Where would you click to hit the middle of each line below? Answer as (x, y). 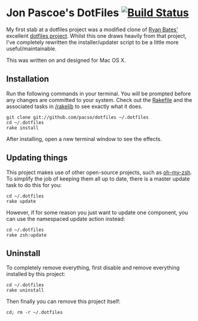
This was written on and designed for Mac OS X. (66, 60)
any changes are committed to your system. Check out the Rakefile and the (99, 100)
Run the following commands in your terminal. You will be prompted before (98, 94)
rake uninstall (25, 290)
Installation (28, 79)
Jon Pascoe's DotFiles (63, 13)
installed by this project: (36, 274)
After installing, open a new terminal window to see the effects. (84, 139)
